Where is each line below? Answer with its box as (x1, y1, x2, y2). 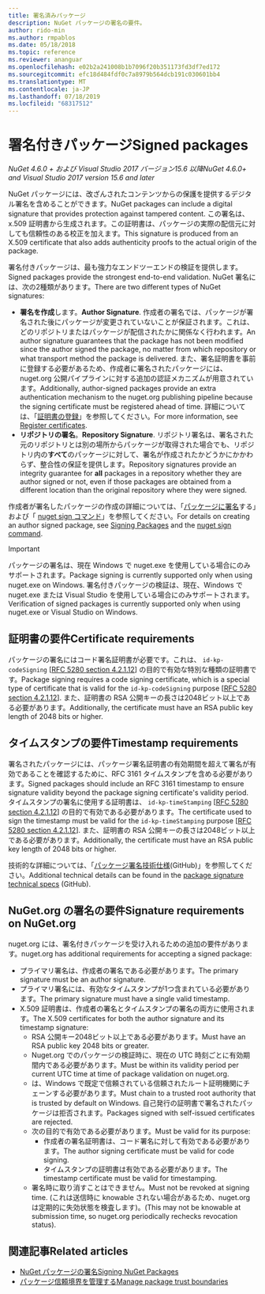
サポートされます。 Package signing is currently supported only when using (8, 570, 253, 580)
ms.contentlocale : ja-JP (8, 85, 90, 93)
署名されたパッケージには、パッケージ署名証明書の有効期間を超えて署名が (8, 759, 250, 768)
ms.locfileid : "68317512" (8, 100, 93, 108)
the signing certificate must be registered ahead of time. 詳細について (19, 402, 246, 411)
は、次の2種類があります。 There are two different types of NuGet (8, 282, 221, 292)
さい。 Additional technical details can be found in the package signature (8, 870, 244, 880)
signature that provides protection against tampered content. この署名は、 (8, 209, 250, 218)
